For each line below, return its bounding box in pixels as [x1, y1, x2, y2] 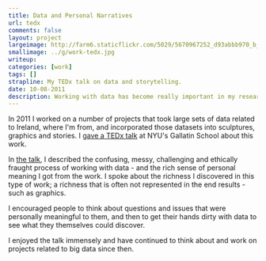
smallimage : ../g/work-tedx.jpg [8, 48, 115, 56]
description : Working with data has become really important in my [8, 93, 236, 100]
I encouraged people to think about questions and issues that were [8, 203, 226, 214]
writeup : [8, 56, 37, 64]
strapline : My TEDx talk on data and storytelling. [8, 78, 182, 85]
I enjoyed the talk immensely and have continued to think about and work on [8, 236, 257, 245]
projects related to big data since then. [8, 244, 135, 254]
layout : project [8, 33, 62, 42]
